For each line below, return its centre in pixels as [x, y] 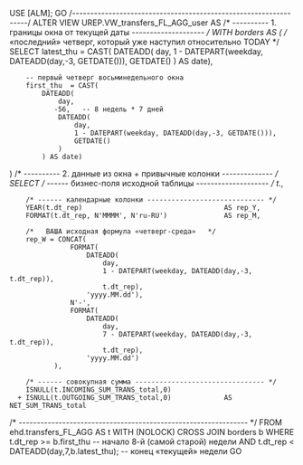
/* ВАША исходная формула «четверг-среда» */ [121, 232]
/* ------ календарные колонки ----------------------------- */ [151, 200]
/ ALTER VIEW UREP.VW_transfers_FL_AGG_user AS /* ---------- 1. [152, 23]
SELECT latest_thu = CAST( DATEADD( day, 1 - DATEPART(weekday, [137, 52]
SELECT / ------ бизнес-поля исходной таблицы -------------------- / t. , [147, 183]
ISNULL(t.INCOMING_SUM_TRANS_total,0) [99, 390]
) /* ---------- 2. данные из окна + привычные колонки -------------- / [144, 174]
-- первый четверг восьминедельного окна [104, 78]
